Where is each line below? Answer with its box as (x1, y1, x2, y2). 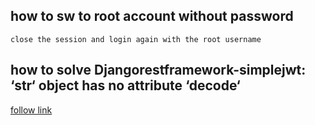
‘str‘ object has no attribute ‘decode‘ (10, 77, 241, 94)
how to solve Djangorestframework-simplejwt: (10, 62, 307, 79)
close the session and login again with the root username (10, 34, 262, 44)
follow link (10, 104, 53, 116)
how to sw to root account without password (10, 8, 294, 25)
